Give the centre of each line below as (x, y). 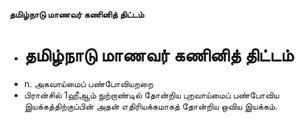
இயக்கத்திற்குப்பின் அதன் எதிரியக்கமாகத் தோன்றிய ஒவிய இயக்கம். (151, 106)
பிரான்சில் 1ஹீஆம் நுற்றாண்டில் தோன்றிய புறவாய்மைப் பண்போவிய (151, 95)
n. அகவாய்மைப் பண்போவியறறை (88, 83)
